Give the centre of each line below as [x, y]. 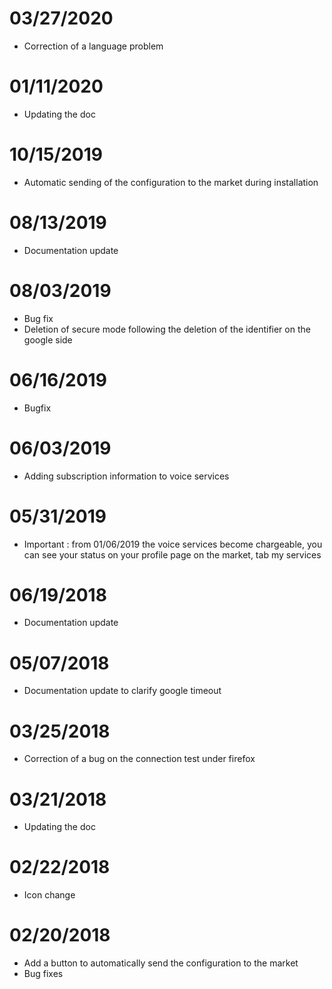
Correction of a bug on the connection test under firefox [139, 759]
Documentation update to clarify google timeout [122, 691]
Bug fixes [43, 974]
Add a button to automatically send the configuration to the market [161, 963]
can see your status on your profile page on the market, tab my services [172, 554]
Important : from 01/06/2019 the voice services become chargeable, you [173, 544]
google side [48, 339]
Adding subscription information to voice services [126, 476]
